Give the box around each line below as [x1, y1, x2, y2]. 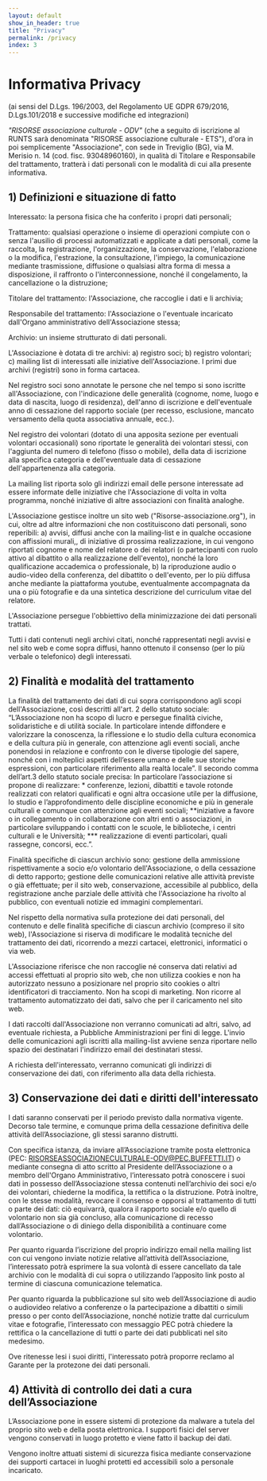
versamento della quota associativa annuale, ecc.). [8, 414, 175, 424]
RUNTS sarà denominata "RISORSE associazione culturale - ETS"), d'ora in [8, 134, 253, 144]
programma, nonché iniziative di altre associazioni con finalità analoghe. [8, 495, 245, 505]
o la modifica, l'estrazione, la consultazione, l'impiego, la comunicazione [8, 252, 246, 262]
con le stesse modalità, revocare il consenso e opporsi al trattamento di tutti [8, 1196, 257, 1205]
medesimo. [8, 1336, 45, 1346]
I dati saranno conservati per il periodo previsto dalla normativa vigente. [8, 1112, 244, 1122]
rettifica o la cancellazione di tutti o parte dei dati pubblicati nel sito [8, 1328, 228, 1337]
